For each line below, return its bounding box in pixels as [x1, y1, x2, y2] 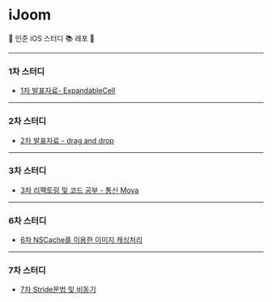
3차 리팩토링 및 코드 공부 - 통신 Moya [19, 185, 139, 195]
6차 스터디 [8, 215, 47, 226]
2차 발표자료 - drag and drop [19, 135, 115, 145]
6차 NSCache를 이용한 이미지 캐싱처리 [19, 235, 143, 245]
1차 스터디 [8, 66, 45, 77]
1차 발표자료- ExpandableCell [19, 86, 116, 96]
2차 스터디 [8, 116, 47, 127]
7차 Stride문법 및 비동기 [19, 285, 96, 295]
